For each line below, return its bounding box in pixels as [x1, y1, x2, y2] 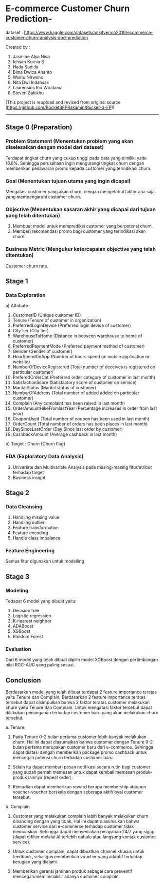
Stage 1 [5, 277, 28, 285]
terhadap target [12, 469, 44, 475]
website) [12, 359, 31, 365]
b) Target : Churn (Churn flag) [5, 441, 65, 447]
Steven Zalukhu [12, 90, 44, 96]
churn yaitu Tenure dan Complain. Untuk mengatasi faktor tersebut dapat [5, 704, 152, 710]
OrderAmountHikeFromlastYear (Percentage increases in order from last [12, 405, 157, 411]
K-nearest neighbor [12, 618, 52, 624]
